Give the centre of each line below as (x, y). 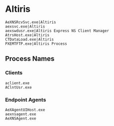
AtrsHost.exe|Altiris (27, 35)
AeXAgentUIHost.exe (25, 110)
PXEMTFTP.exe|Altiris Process (36, 44)
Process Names (30, 59)
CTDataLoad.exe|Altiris (30, 39)
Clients (14, 73)
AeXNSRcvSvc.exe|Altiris (31, 22)
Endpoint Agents (26, 99)
